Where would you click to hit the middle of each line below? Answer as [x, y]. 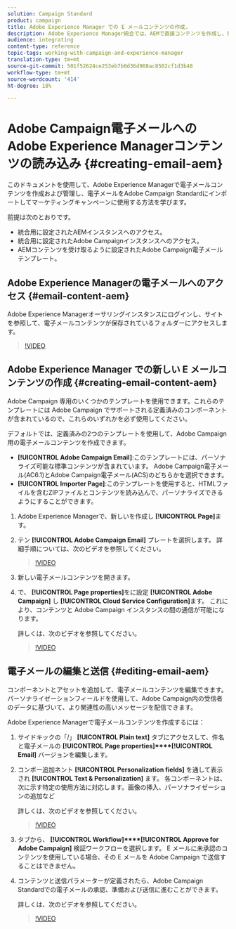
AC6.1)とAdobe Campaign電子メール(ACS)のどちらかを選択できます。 [127, 474]
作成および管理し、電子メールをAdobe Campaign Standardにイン [126, 193]
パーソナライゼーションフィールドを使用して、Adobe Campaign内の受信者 [115, 698]
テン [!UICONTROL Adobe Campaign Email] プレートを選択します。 [116, 540]
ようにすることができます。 [57, 501]
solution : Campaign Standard [50, 14]
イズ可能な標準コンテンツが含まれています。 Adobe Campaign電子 [120, 466]
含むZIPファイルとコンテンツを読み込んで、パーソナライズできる [130, 492]
